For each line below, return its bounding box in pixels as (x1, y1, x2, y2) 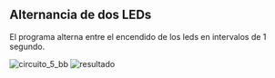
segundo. (9, 41, 46, 52)
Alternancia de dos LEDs (9, 7, 152, 23)
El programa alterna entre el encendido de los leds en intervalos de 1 (9, 31, 267, 42)
